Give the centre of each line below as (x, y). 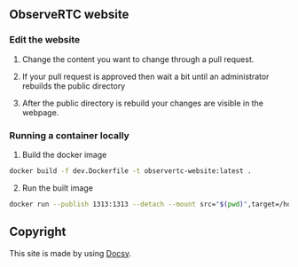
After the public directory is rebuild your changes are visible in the (143, 103)
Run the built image (57, 188)
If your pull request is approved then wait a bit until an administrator (145, 76)
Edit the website (45, 40)
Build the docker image (64, 154)
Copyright (38, 232)
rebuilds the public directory (74, 86)
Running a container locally (70, 135)
